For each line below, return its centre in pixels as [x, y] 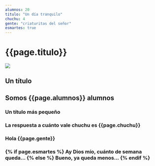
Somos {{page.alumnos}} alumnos [60, 98]
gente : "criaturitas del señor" [38, 23]
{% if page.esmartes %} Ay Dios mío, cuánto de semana [74, 152]
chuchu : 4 [15, 19]
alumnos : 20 [17, 10]
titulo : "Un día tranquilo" [34, 14]
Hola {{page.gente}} [30, 138]
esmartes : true [21, 28]
